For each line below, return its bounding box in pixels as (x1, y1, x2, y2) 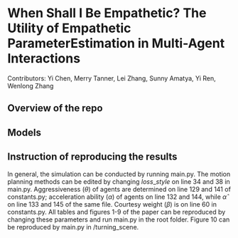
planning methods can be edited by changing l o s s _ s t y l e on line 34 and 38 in (7, 177, 231, 186)
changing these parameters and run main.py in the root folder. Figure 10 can (7, 215, 230, 224)
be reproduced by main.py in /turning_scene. (7, 222, 139, 231)
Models (7, 126, 41, 138)
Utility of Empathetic (7, 20, 131, 36)
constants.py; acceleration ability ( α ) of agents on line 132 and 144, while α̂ (7, 192, 227, 201)
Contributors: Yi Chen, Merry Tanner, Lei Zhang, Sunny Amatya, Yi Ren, (7, 73, 217, 83)
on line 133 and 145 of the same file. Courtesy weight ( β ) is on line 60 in (7, 200, 217, 208)
